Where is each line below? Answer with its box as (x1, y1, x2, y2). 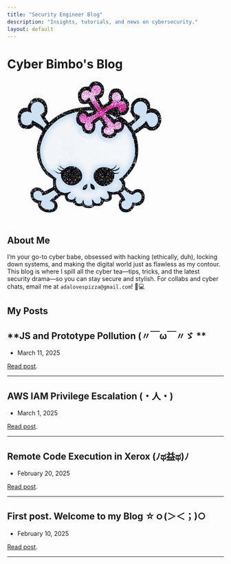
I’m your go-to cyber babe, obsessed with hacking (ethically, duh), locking (7, 253, 218, 261)
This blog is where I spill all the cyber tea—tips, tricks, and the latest (7, 267, 200, 275)
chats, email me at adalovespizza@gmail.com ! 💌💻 (7, 282, 145, 291)
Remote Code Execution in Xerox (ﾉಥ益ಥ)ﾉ (7, 450, 189, 462)
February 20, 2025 (16, 469, 71, 477)
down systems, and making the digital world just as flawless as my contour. (7, 260, 221, 269)
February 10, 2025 (16, 529, 69, 537)
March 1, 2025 (16, 409, 58, 417)
